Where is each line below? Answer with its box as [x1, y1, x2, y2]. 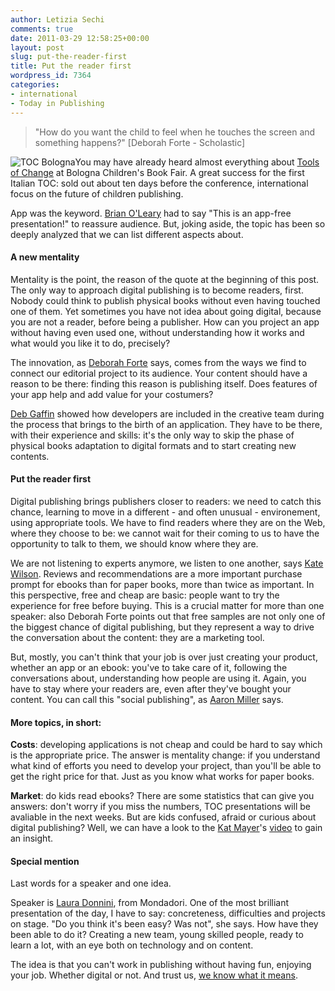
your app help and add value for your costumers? [10, 388, 214, 400]
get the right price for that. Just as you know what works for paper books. [10, 771, 315, 783]
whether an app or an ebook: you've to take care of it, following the [10, 661, 288, 673]
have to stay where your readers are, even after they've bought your [10, 682, 292, 695]
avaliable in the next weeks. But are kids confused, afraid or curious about [10, 811, 317, 823]
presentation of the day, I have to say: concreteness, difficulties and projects [10, 907, 326, 920]
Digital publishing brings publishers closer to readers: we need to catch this [10, 495, 322, 507]
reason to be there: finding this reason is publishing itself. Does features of [10, 377, 318, 390]
